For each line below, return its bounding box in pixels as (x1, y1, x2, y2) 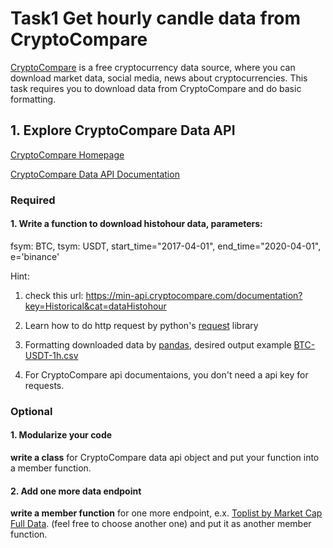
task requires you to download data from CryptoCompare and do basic (10, 82, 302, 94)
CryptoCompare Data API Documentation (10, 168, 180, 180)
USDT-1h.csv (24, 349, 79, 361)
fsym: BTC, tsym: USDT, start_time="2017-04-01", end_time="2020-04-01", (10, 240, 322, 252)
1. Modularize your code (10, 429, 113, 441)
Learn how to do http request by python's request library (24, 319, 259, 331)
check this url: (24, 289, 84, 301)
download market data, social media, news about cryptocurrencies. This (10, 72, 308, 84)
